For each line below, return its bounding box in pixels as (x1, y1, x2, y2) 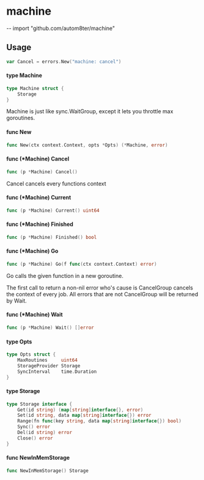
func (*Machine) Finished (6, 220, 73, 228)
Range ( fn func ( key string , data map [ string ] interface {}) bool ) (17, 418, 182, 424)
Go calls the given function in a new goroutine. (6, 272, 124, 279)
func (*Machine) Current (6, 194, 71, 201)
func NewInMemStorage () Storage (6, 467, 89, 474)
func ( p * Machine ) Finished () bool (6, 234, 97, 240)
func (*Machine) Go (6, 247, 59, 255)
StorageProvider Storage (17, 362, 81, 369)
